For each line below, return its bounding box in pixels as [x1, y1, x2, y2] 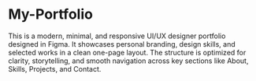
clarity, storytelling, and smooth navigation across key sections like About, [8, 56, 249, 65]
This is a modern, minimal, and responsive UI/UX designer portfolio [8, 31, 226, 40]
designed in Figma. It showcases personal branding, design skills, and [8, 39, 236, 48]
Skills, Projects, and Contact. [8, 64, 102, 73]
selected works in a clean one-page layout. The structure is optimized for [8, 48, 247, 57]
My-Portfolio [8, 5, 93, 23]
